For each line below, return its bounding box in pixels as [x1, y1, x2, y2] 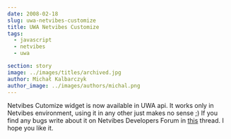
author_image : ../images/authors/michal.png [7, 82, 141, 89]
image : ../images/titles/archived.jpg [7, 68, 122, 76]
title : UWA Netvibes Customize [7, 23, 100, 30]
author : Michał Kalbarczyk [7, 75, 87, 83]
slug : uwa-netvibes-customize [7, 17, 97, 24]
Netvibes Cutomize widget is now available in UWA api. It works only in [7, 102, 214, 110]
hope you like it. [7, 124, 54, 133]
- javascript [13, 37, 52, 44]
